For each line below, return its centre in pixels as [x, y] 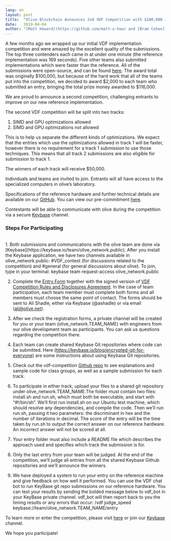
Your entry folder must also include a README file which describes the [87, 439]
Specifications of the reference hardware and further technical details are [82, 194]
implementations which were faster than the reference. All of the [73, 65]
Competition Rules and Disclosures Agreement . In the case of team [83, 287]
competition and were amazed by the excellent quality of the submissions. [83, 49]
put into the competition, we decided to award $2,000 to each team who [81, 82]
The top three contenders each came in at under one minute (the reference [84, 55]
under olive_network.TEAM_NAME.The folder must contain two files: [84, 391]
